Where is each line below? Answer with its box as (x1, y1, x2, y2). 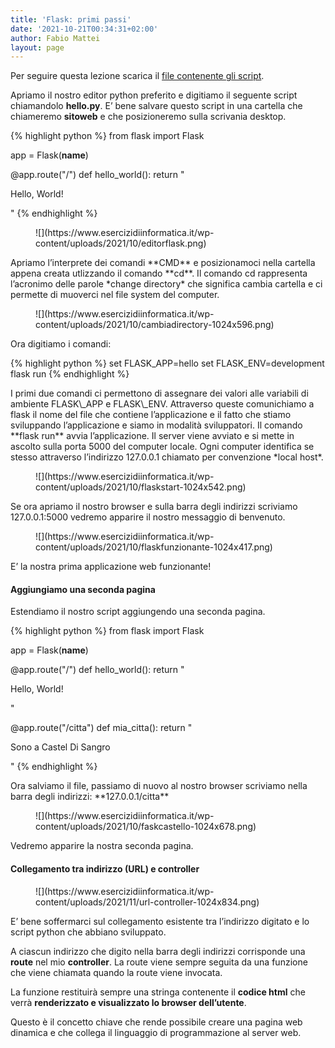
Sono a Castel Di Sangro (10, 741, 111, 753)
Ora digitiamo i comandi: (10, 338, 112, 350)
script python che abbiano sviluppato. (10, 926, 167, 938)
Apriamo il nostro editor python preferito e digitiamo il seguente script (10, 89, 298, 101)
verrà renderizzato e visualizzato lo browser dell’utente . (10, 996, 247, 1008)
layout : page (10, 42, 65, 53)
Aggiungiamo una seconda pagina (10, 583, 156, 595)
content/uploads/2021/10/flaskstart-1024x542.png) (35, 481, 247, 493)
